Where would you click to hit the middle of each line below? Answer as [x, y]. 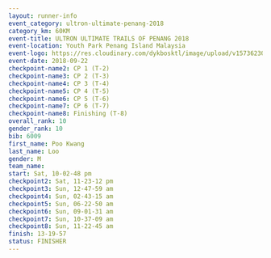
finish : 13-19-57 [38, 234]
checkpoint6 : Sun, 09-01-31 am [61, 211]
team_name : [27, 167]
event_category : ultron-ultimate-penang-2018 [86, 23]
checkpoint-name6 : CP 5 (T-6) [59, 99]
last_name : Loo [34, 151]
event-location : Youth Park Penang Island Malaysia [97, 46]
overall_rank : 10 [38, 121]
